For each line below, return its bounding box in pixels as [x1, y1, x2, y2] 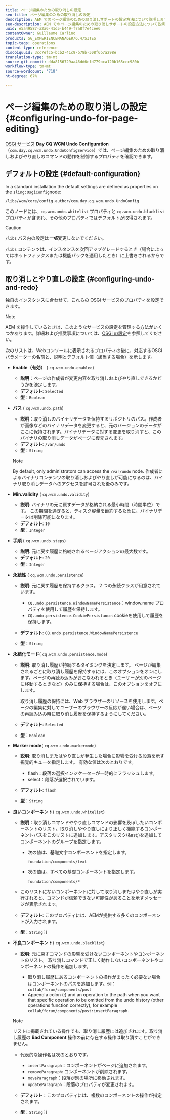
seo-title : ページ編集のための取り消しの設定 [5, 12, 91, 17]
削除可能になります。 [33, 514, 78, 520]
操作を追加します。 [51, 963, 91, 969]
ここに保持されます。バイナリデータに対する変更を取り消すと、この [20, 429, 162, 435]
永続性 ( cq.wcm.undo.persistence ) [12, 572, 84, 578]
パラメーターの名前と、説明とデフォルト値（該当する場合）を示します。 [5, 354, 155, 360]
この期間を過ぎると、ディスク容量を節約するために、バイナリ [30, 508, 158, 514]
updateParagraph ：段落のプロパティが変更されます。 [27, 1081, 137, 1088]
